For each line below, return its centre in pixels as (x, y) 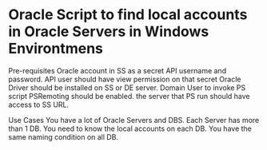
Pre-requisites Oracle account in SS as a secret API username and (117, 70)
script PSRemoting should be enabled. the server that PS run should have (129, 96)
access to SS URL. (39, 105)
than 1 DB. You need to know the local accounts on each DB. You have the (130, 128)
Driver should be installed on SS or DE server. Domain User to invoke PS (127, 87)
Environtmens (56, 49)
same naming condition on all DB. (63, 136)
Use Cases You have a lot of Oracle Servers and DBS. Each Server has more (134, 120)
